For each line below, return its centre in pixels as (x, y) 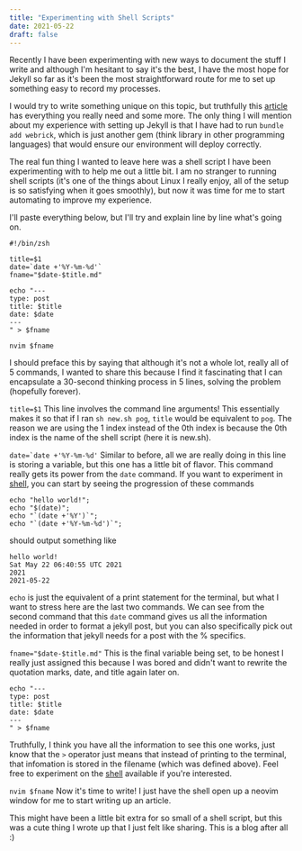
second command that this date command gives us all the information (138, 617)
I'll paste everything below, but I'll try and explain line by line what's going (146, 218)
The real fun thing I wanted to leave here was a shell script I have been (140, 162)
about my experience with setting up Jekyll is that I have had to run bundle (147, 125)
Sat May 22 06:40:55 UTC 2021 (66, 565)
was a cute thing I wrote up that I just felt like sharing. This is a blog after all (149, 828)
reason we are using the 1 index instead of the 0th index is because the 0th (148, 428)
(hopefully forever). (45, 392)
